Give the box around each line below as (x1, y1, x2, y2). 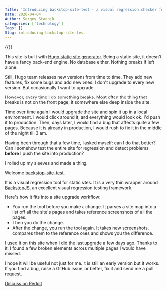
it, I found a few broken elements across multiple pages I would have (5, 245, 146, 251)
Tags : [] (5, 26, 23, 31)
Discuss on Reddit (5, 281, 42, 286)
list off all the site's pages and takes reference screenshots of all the (12, 209, 153, 215)
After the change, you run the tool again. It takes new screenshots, (12, 225, 149, 231)
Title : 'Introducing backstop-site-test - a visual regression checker (5, 7, 157, 12)
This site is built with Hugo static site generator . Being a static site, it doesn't (5, 54, 162, 60)
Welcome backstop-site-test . (5, 170, 65, 176)
